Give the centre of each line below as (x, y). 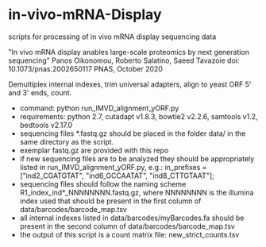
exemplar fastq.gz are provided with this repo (94, 150)
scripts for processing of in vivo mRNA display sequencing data (112, 37)
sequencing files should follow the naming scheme (103, 183)
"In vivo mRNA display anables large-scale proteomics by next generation (129, 52)
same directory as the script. (67, 141)
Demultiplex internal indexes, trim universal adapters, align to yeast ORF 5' (130, 84)
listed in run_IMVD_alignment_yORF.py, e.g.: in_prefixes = (114, 167)
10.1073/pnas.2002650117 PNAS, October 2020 (85, 68)
